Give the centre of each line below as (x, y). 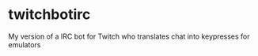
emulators (25, 44)
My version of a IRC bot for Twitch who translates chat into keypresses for (129, 36)
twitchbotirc (49, 15)
